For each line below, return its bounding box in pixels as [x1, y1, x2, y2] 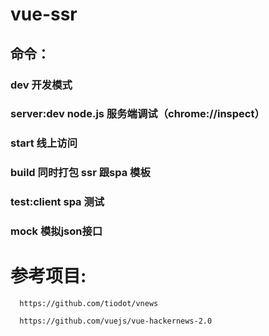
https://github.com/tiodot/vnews [19, 299, 159, 309]
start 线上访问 [10, 136, 78, 150]
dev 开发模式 [10, 78, 73, 92]
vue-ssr [10, 3, 78, 26]
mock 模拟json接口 [10, 224, 103, 238]
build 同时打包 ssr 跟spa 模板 [10, 166, 151, 180]
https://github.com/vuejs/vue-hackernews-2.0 [19, 316, 213, 327]
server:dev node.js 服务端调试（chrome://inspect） [10, 107, 265, 121]
